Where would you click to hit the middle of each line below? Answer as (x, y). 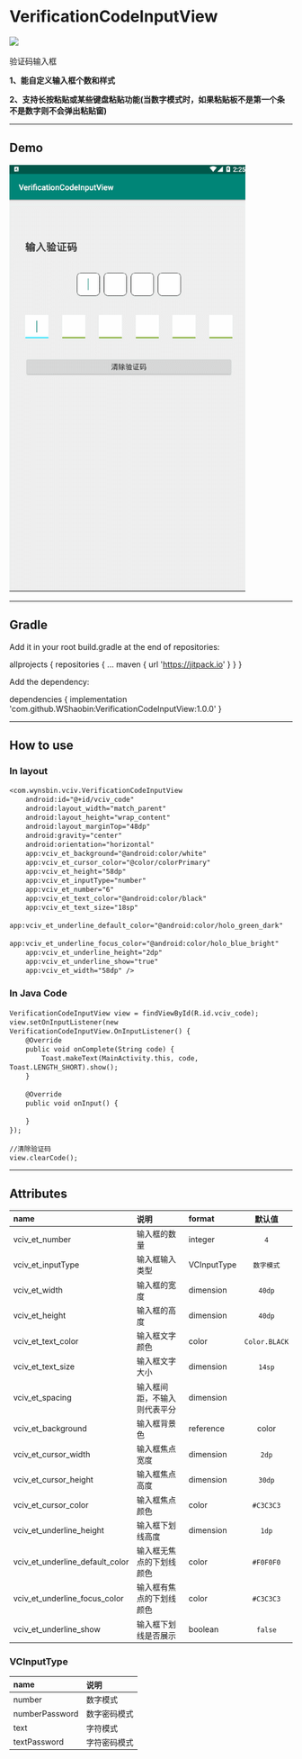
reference (206, 1429)
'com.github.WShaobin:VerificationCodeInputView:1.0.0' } (115, 708)
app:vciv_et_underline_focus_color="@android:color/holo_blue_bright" (144, 944)
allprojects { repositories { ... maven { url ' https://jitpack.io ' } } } (126, 664)
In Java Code (38, 994)
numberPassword (46, 1713)
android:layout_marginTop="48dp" (88, 827)
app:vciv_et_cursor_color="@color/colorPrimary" (118, 863)
